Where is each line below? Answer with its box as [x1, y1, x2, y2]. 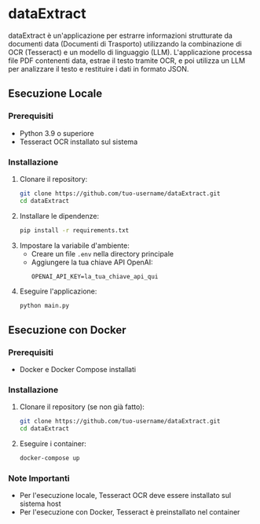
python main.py [19, 301, 70, 309]
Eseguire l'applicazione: [19, 286, 97, 296]
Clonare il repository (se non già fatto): [19, 402, 145, 411]
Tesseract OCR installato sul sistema [19, 137, 138, 146]
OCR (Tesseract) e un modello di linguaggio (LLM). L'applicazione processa [8, 47, 253, 57]
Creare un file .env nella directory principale [31, 249, 174, 258]
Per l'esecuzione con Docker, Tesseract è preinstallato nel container [19, 507, 240, 517]
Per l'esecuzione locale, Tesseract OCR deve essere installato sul [19, 491, 232, 500]
